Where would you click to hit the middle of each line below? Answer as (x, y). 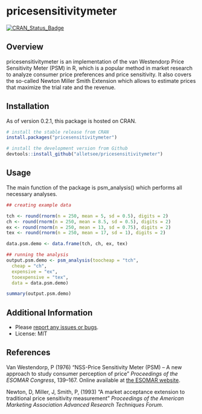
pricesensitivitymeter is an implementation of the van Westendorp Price (95, 61)
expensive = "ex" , (35, 271)
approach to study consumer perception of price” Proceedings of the (92, 373)
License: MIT (31, 333)
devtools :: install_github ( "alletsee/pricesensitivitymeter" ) (85, 154)
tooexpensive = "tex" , (40, 277)
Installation (28, 106)
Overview (25, 47)
